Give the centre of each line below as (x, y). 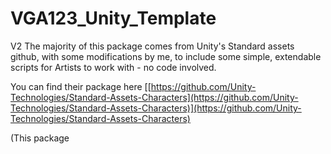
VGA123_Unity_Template (113, 18)
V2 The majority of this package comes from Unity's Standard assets (152, 46)
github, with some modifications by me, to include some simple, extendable (166, 56)
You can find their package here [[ (81, 86)
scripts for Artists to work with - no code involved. (113, 67)
